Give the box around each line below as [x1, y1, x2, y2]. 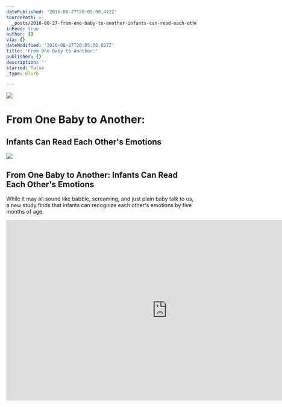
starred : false [6, 64, 45, 71]
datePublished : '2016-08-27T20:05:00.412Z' [6, 8, 117, 15]
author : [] [6, 31, 34, 37]
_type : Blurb [6, 70, 39, 76]
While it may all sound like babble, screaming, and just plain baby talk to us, [6, 195, 194, 202]
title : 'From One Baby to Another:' [6, 48, 98, 54]
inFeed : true [6, 25, 39, 32]
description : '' [6, 59, 47, 65]
